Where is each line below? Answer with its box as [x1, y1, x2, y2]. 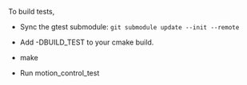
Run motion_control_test [19, 68, 100, 78]
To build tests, [8, 7, 55, 16]
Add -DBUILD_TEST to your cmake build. [19, 37, 154, 47]
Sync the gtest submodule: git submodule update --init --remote [19, 22, 240, 31]
